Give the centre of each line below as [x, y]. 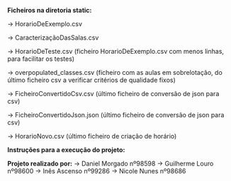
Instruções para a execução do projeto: [66, 150]
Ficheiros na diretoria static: [50, 10]
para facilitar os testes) [41, 59]
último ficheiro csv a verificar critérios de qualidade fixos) [91, 80]
